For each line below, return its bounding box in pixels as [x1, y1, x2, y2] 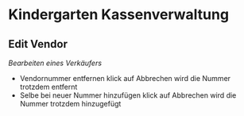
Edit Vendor [8, 37, 68, 51]
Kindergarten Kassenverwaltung [8, 6, 229, 24]
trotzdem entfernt [19, 82, 78, 91]
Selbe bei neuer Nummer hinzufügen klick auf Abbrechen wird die [19, 91, 237, 100]
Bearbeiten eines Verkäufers [8, 58, 102, 68]
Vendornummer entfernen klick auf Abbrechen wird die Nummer [19, 74, 231, 83]
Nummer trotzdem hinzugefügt [19, 99, 122, 108]
